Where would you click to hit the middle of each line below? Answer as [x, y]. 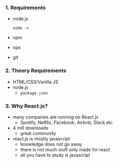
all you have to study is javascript [55, 155]
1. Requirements [26, 8]
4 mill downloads [31, 128]
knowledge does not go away [51, 144]
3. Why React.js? [27, 106]
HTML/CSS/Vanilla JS [35, 82]
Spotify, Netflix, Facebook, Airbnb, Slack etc [66, 122]
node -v [21, 28]
